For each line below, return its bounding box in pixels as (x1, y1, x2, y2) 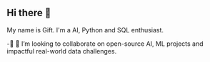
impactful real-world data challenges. (6, 46, 117, 55)
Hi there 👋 (6, 7, 51, 19)
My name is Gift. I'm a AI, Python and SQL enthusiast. (6, 25, 164, 34)
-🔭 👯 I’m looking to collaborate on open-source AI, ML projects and (6, 39, 204, 48)
